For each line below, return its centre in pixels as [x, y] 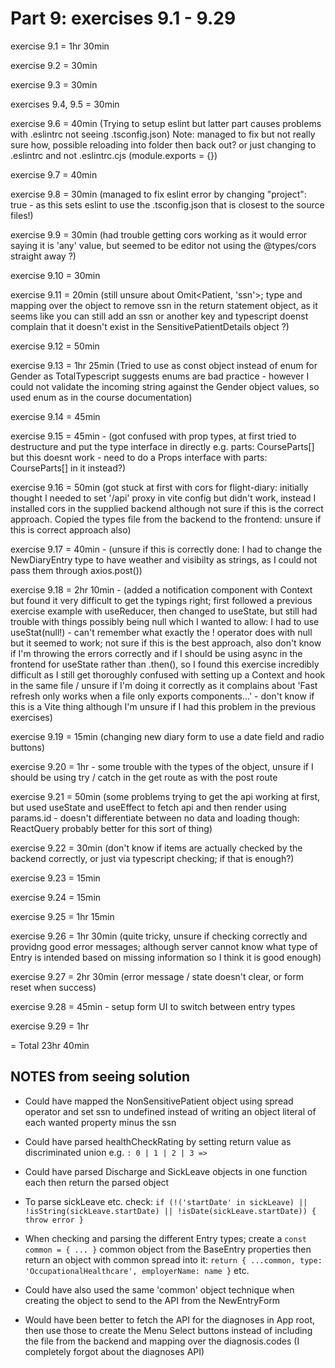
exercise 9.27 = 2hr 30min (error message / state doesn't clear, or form [157, 976]
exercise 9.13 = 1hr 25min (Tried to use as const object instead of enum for [164, 365]
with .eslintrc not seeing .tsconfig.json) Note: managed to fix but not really [163, 134]
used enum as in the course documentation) [101, 397]
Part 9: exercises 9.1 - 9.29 [123, 18]
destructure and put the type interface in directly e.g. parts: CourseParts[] [162, 446]
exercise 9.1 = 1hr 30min [60, 46]
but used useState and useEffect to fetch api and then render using [148, 807]
